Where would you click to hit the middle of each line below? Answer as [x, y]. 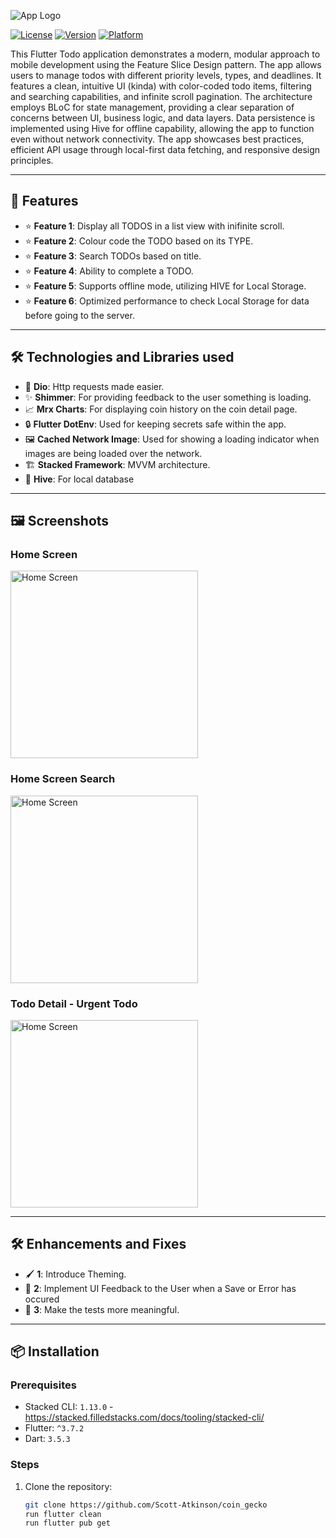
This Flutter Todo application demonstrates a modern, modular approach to [165, 54]
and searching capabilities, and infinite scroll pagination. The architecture [161, 96]
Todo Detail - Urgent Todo [74, 1003]
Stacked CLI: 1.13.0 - [69, 1407]
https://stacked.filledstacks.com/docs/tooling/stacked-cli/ [144, 1417]
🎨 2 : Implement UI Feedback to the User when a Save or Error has [160, 1288]
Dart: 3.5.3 [47, 1439]
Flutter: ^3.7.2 [54, 1428]
